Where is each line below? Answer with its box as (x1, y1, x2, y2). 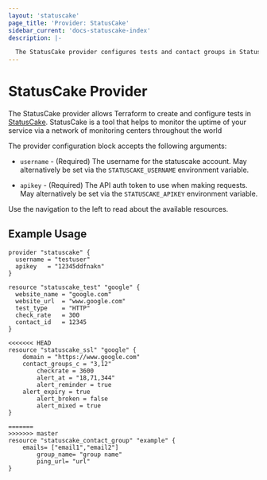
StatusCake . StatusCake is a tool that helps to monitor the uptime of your (8, 117, 247, 127)
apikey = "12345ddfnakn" (15, 262, 105, 271)
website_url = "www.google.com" (15, 297, 126, 305)
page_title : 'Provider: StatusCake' (8, 19, 130, 27)
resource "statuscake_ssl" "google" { (8, 345, 137, 354)
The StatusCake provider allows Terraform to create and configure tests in (8, 109, 252, 119)
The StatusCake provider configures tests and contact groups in (15, 49, 237, 57)
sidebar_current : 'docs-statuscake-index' (8, 26, 151, 34)
